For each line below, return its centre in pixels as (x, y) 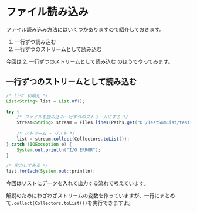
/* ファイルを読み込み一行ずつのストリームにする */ (72, 117)
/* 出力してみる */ (27, 166)
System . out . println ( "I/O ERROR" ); (59, 150)
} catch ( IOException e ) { (39, 144)
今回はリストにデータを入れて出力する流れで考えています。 (78, 183)
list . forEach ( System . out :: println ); (51, 171)
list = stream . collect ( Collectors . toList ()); (73, 139)
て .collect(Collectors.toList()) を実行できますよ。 (70, 203)
